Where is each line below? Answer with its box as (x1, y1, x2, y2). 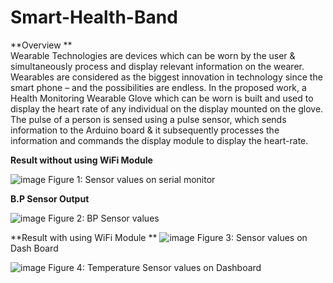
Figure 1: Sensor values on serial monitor (48, 173, 216, 185)
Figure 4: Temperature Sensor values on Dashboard (48, 261, 262, 273)
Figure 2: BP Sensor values (48, 212, 160, 224)
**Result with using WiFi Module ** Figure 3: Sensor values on (10, 231, 308, 243)
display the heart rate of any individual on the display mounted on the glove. (10, 102, 324, 115)
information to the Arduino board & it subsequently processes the (10, 124, 280, 136)
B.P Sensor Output (10, 192, 90, 205)
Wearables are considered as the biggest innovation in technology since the (10, 71, 323, 83)
